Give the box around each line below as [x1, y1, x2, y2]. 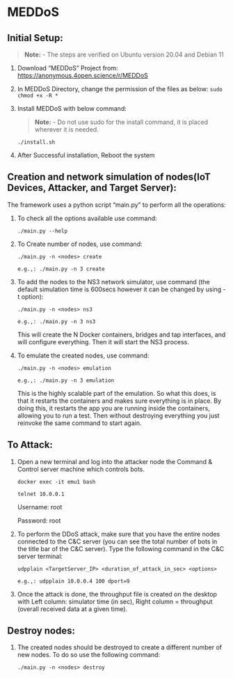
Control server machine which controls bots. [17, 465, 145, 473]
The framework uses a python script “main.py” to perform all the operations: [7, 200, 226, 209]
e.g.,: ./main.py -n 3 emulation [17, 377, 115, 384]
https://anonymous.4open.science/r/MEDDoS [17, 71, 148, 79]
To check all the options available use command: [17, 214, 158, 222]
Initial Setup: [7, 32, 64, 44]
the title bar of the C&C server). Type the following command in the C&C [17, 544, 225, 553]
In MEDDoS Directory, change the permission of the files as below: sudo [17, 85, 223, 93]
